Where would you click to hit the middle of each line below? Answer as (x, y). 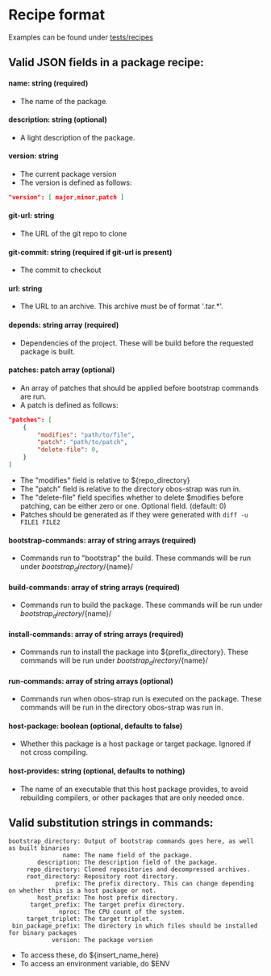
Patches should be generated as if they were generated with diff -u (134, 514)
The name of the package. (64, 101)
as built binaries (39, 848)
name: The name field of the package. (128, 856)
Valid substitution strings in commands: (111, 822)
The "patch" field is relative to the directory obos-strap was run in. (130, 488)
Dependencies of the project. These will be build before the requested (137, 343)
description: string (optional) (58, 119)
